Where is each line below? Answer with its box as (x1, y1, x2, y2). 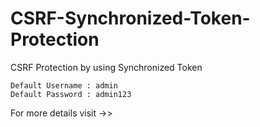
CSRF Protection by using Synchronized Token (10, 61, 203, 73)
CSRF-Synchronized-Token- (10, 7, 251, 30)
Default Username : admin (10, 80, 118, 91)
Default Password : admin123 (10, 89, 132, 99)
